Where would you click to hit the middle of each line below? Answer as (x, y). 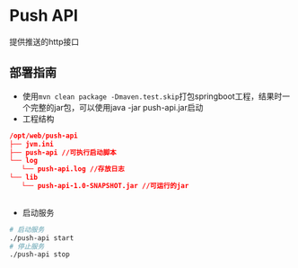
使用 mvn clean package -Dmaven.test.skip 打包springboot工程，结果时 (152, 96)
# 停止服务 (27, 246)
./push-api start (42, 238)
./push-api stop (39, 255)
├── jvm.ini (31, 144)
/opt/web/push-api (44, 136)
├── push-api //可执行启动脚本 (63, 152)
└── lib (24, 178)
